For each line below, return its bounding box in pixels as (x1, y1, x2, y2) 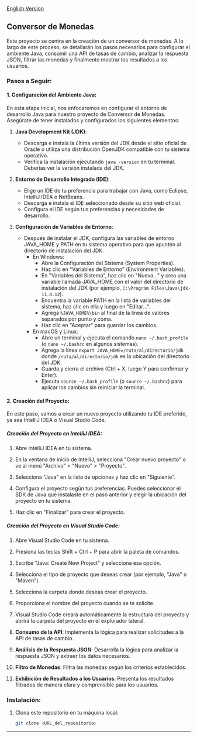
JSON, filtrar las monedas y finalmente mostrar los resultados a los (6, 56, 168, 63)
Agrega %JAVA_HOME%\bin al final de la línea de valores (41, 309, 170, 316)
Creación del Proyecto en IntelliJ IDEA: (6, 430, 102, 437)
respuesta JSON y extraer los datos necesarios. (15, 653, 131, 660)
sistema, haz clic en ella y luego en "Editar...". (41, 303, 151, 310)
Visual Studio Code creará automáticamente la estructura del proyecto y (15, 611, 189, 618)
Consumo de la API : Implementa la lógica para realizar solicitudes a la (15, 629, 184, 636)
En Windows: (32, 253, 65, 260)
